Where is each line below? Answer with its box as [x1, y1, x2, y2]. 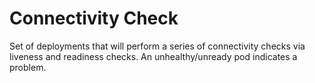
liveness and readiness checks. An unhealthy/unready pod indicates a [9, 50, 298, 62]
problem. [9, 61, 47, 73]
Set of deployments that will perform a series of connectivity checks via [9, 40, 306, 52]
